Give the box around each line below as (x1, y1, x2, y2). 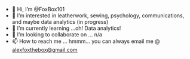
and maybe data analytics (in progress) (11, 18, 109, 25)
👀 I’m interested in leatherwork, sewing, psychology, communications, (11, 12, 185, 19)
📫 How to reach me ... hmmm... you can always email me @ (11, 38, 160, 45)
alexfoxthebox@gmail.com (11, 46, 78, 53)
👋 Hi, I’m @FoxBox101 (11, 6, 65, 13)
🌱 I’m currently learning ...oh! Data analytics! (11, 24, 121, 32)
